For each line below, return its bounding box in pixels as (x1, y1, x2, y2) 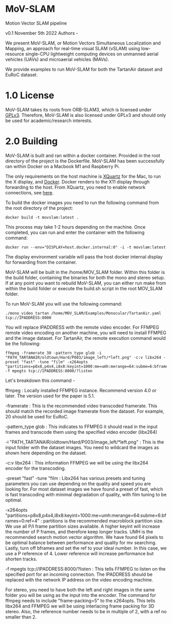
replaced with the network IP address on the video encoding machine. (5, 576, 154, 582)
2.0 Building (5, 135, 58, 147)
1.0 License (5, 90, 55, 102)
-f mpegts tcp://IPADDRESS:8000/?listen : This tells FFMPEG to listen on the (5, 566, 166, 572)
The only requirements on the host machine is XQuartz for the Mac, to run (5, 173, 161, 179)
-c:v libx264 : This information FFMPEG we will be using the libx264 (5, 459, 148, 466)
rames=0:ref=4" (5, 517, 40, 524)
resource (5, 51, 25, 57)
